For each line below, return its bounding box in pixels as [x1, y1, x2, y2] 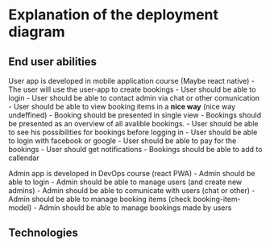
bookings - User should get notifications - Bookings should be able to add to [8, 145, 263, 154]
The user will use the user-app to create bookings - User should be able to [8, 84, 256, 94]
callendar [8, 153, 39, 163]
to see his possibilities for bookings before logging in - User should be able [8, 127, 258, 137]
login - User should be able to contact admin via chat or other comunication [8, 93, 260, 102]
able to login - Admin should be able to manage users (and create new [8, 177, 243, 187]
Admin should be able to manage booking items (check [8, 195, 192, 204]
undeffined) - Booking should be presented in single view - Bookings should [8, 110, 262, 120]
